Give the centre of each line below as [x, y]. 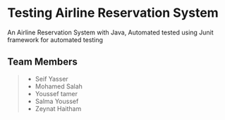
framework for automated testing [55, 39]
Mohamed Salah [59, 86]
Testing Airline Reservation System [113, 13]
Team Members [42, 62]
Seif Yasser [51, 79]
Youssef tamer [56, 93]
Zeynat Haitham [58, 108]
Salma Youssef [57, 101]
